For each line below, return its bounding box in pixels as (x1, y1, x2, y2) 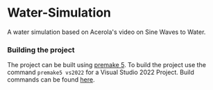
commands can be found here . (7, 75, 95, 84)
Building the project (7, 45, 75, 55)
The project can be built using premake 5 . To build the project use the (7, 61, 207, 69)
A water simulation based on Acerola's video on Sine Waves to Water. (7, 28, 206, 36)
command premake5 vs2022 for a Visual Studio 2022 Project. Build (7, 68, 194, 77)
